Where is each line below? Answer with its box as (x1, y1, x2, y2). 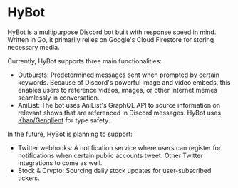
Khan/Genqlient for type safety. (17, 115, 110, 125)
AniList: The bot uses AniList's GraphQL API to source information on (17, 100, 221, 109)
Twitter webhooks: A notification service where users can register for (17, 143, 222, 152)
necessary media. (7, 43, 60, 51)
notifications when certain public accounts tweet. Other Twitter (17, 151, 203, 160)
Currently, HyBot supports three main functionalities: (7, 56, 162, 65)
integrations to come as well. (17, 158, 103, 167)
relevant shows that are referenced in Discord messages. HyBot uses (17, 108, 222, 117)
